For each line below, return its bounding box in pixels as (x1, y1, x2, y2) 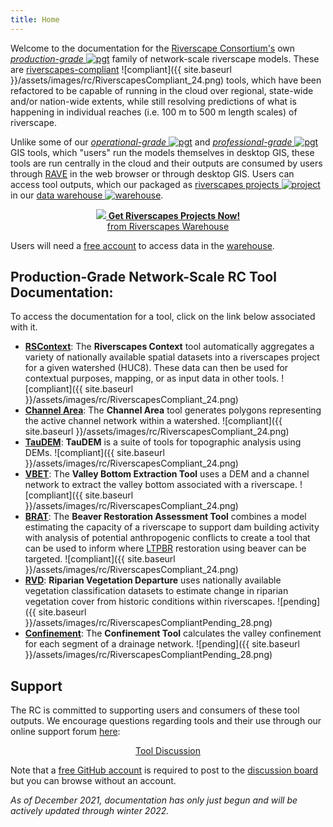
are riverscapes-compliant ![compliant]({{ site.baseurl (10, 63, 232, 75)
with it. (10, 321, 38, 333)
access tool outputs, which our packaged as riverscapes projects (10, 178, 280, 190)
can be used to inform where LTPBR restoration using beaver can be (24, 542, 307, 555)
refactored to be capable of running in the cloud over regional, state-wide (10, 84, 314, 96)
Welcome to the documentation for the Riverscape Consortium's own (10, 42, 296, 54)
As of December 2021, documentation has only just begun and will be (10, 794, 298, 806)
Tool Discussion (134, 745, 202, 757)
